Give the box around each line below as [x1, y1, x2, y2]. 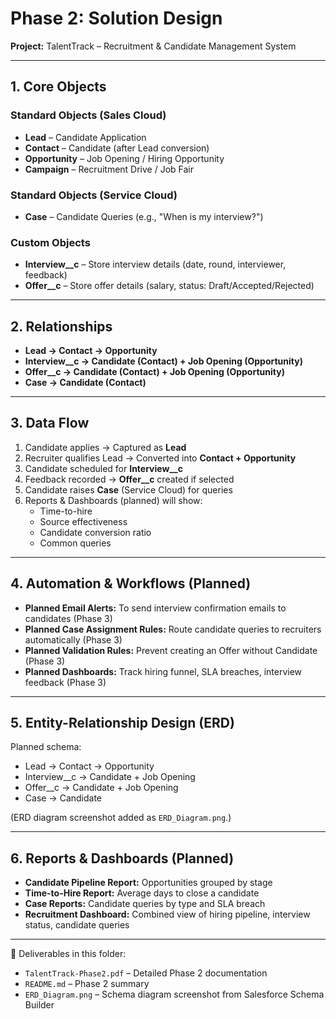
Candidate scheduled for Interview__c [24, 462, 183, 474]
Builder [24, 999, 55, 1011]
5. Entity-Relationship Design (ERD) [10, 715, 235, 732]
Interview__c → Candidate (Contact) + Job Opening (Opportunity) [24, 355, 303, 367]
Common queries [39, 537, 112, 549]
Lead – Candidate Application [24, 131, 147, 143]
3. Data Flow [10, 415, 90, 432]
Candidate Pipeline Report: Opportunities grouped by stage [24, 877, 273, 889]
